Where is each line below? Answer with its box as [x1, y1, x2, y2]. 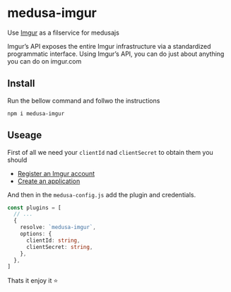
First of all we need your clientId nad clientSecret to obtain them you [7, 148, 213, 156]
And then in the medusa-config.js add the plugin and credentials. [7, 190, 196, 199]
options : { [20, 230, 52, 238]
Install [7, 78, 35, 90]
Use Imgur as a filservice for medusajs [7, 28, 120, 37]
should [7, 156, 28, 164]
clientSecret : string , [25, 243, 93, 250]
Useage [7, 129, 42, 141]
